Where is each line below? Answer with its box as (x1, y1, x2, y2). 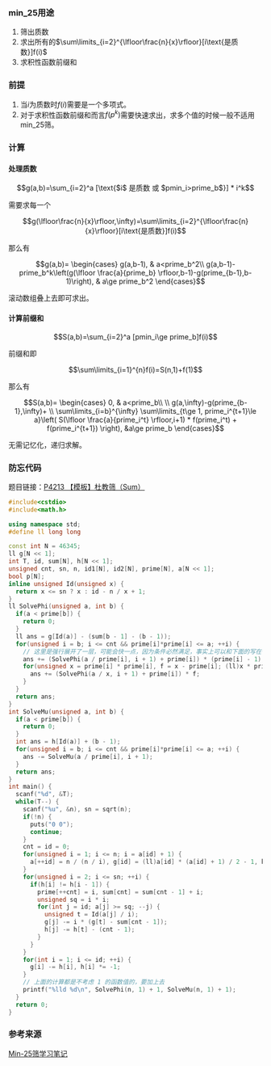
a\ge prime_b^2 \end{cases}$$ (102, 276, 206, 286)
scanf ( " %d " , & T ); (15, 790, 74, 798)
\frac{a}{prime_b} (97, 268, 156, 278)
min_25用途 (8, 6, 55, 18)
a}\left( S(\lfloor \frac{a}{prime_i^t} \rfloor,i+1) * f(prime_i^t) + (33, 415, 238, 424)
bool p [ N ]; (8, 572, 45, 580)
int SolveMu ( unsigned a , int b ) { (8, 707, 125, 716)
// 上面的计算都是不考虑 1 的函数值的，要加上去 (23, 978, 165, 987)
